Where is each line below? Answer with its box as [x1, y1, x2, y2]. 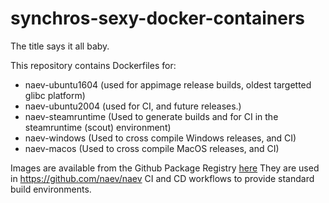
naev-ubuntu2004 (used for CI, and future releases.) [24, 100, 242, 112]
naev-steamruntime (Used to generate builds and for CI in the [24, 110, 279, 122]
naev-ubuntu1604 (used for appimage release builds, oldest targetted [24, 78, 312, 91]
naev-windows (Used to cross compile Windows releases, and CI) [24, 132, 297, 144]
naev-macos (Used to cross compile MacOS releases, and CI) [24, 142, 280, 154]
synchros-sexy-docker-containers [10, 7, 306, 30]
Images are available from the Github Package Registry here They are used [10, 162, 320, 174]
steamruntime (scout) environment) [24, 121, 172, 133]
